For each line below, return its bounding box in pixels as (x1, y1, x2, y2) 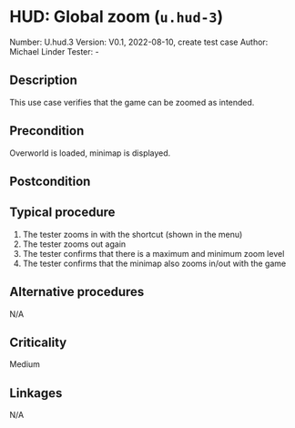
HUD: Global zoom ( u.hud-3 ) (9, 6, 224, 27)
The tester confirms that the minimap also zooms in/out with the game (22, 258, 287, 269)
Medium (9, 359, 41, 370)
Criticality (9, 334, 67, 350)
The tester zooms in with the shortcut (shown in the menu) (22, 229, 243, 239)
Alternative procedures (9, 284, 145, 300)
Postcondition (9, 173, 91, 189)
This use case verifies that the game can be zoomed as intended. (9, 97, 255, 107)
